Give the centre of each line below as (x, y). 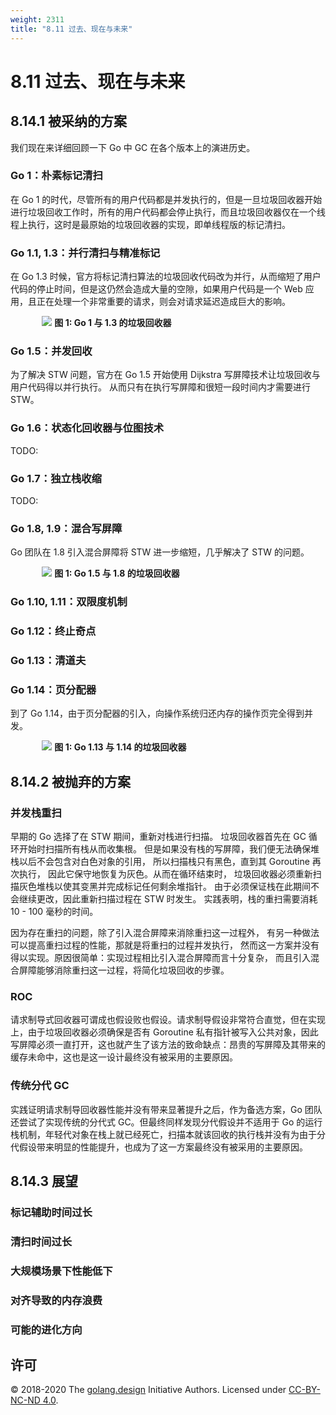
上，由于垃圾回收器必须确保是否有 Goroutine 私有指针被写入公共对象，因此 (164, 1032)
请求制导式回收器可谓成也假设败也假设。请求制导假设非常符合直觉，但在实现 (168, 1020)
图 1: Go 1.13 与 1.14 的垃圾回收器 (120, 747)
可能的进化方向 (46, 1329)
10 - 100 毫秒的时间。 (54, 912)
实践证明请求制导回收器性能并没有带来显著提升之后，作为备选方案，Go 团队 (166, 1109)
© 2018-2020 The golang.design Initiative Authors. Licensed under (148, 1390)
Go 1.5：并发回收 (51, 351)
